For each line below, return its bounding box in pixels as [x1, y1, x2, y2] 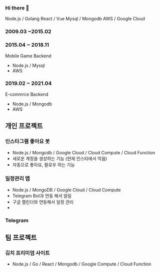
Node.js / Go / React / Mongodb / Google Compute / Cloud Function [12, 261, 152, 267]
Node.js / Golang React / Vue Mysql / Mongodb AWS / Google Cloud [5, 16, 145, 22]
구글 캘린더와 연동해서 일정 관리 [12, 199, 74, 205]
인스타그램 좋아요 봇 [5, 138, 50, 145]
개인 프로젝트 [5, 122, 43, 131]
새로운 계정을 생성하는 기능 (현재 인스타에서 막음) [12, 155, 108, 161]
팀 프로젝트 [5, 233, 37, 242]
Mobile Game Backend [5, 53, 52, 59]
